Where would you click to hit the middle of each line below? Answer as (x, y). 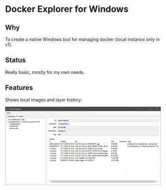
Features (19, 88)
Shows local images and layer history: (44, 100)
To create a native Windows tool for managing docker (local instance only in (82, 39)
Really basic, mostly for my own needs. (45, 72)
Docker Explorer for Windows (67, 9)
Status (16, 60)
